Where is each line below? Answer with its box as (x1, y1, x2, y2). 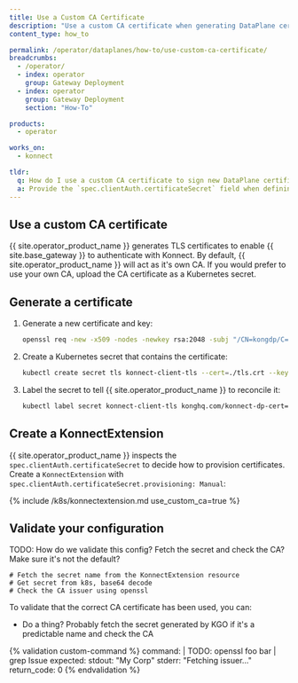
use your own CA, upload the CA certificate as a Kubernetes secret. (9, 269, 257, 279)
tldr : (9, 168, 29, 177)
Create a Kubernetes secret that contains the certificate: (21, 351, 228, 362)
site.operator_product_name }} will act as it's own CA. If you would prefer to (9, 259, 286, 271)
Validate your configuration (9, 521, 164, 536)
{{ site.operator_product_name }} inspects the (9, 450, 177, 460)
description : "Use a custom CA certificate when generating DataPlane (9, 21, 276, 30)
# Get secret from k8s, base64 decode (9, 578, 153, 588)
